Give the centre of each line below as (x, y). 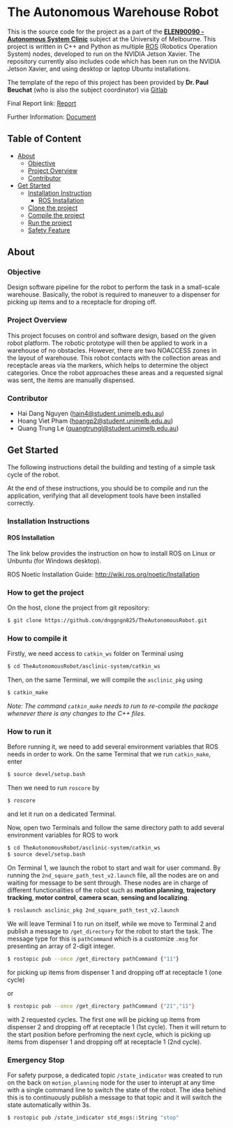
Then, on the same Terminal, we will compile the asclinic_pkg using (105, 680)
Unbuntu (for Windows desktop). (54, 561)
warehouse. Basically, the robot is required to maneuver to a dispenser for (114, 295)
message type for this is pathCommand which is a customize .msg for (103, 938)
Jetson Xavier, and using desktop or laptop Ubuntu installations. (99, 69)
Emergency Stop (36, 1059)
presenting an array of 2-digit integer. (61, 946)
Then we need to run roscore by (53, 788)
